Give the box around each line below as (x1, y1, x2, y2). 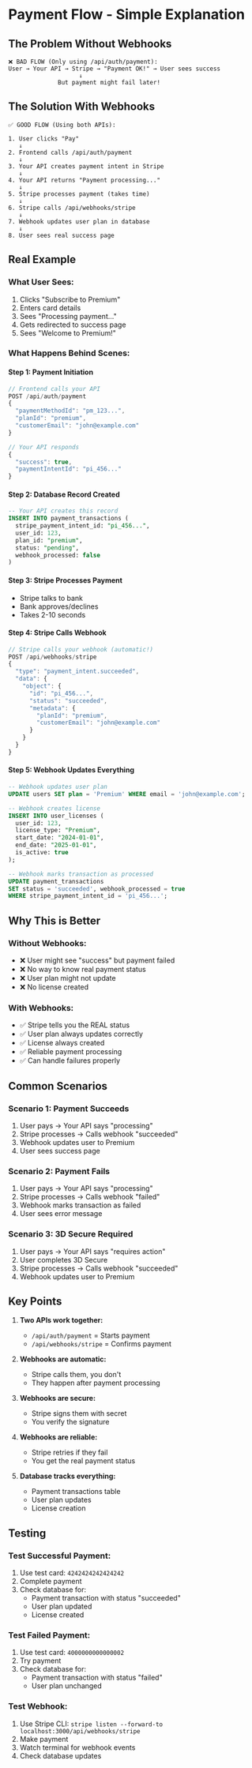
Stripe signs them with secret (31, 1409, 127, 1418)
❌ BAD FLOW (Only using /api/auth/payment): (8, 58, 158, 66)
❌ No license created (19, 982, 89, 992)
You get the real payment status (31, 1456, 136, 1466)
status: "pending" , (15, 543, 80, 552)
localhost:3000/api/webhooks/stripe (19, 1727, 141, 1735)
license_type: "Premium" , (15, 827, 101, 835)
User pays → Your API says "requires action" (19, 1246, 166, 1256)
